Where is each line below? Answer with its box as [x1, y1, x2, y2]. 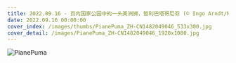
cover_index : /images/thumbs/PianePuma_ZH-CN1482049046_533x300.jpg [7, 23, 212, 30]
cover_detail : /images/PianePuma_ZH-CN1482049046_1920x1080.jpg [7, 29, 199, 37]
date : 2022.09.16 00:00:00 [7, 17, 86, 24]
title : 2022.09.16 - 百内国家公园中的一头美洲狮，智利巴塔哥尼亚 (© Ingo [7, 10, 206, 17]
